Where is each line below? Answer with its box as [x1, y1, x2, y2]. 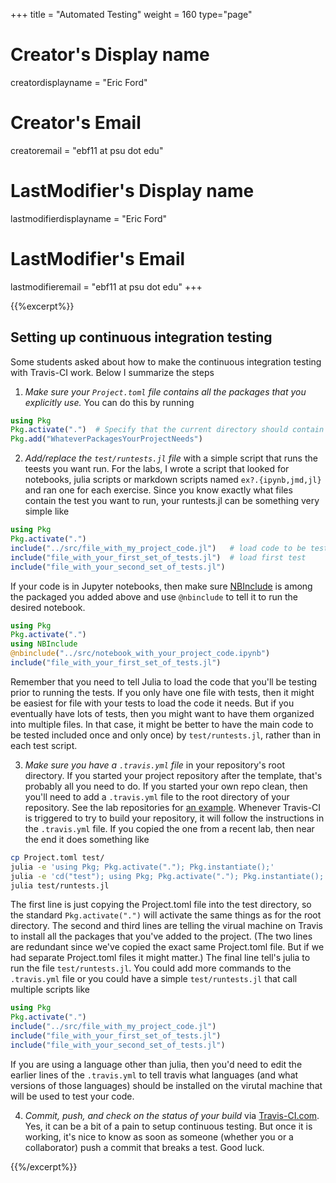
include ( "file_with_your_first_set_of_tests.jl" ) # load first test [10, 552, 307, 563]
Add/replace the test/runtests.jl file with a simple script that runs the [24, 452, 318, 464]
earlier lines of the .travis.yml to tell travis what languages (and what [10, 1069, 299, 1081]
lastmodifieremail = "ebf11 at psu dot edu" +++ [10, 280, 203, 293]
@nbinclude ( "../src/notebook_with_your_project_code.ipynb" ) [10, 649, 271, 659]
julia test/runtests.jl [10, 880, 110, 891]
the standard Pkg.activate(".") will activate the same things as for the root [10, 909, 322, 921]
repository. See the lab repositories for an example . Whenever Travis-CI [24, 801, 322, 813]
